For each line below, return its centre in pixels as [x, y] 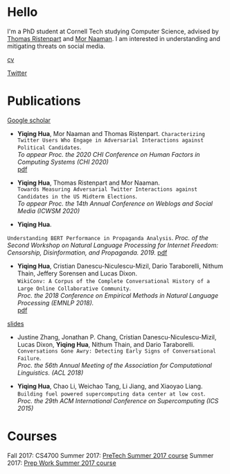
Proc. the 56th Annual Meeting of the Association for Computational [115, 365]
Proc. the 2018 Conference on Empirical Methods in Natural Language [118, 295]
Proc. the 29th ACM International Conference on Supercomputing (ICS [118, 400]
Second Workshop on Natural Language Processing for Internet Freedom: [113, 245]
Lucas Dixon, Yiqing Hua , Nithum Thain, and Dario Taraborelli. [106, 344]
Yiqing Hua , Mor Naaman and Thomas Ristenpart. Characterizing [111, 133]
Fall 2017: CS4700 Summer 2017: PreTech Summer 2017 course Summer [110, 455]
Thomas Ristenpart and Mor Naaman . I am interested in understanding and [114, 38]
